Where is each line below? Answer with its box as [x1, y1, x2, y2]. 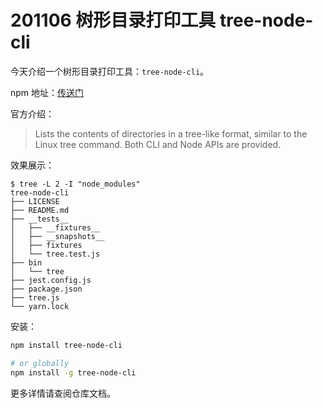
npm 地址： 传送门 [10, 86, 85, 98]
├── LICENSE [10, 196, 60, 206]
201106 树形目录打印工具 [10, 9, 217, 32]
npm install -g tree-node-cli [10, 367, 137, 378]
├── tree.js [10, 292, 60, 303]
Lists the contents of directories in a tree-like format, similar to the [34, 127, 308, 140]
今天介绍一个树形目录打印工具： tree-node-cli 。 [10, 65, 210, 77]
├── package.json [10, 284, 83, 294]
